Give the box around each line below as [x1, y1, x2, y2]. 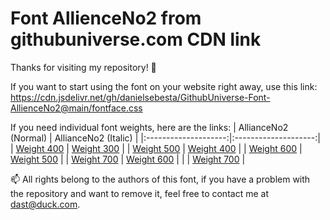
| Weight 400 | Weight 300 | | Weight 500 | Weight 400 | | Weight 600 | [10, 142, 303, 154]
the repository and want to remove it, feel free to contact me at [10, 187, 269, 199]
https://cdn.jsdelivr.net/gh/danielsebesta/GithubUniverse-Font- [10, 91, 271, 103]
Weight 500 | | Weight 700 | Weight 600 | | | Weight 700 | [10, 153, 246, 165]
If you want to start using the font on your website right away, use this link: [10, 80, 318, 92]
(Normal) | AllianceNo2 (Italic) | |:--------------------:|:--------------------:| [10, 132, 321, 144]
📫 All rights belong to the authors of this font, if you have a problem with [10, 173, 311, 185]
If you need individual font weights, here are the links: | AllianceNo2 [10, 121, 289, 133]
